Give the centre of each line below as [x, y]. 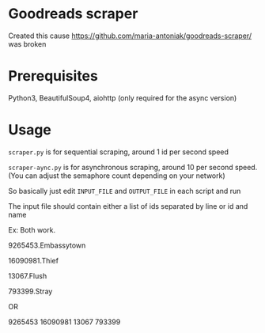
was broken [27, 44]
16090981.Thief [34, 260]
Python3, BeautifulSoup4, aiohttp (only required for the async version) [123, 98]
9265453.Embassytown [47, 245]
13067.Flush [28, 276]
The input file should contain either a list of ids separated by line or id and [128, 206]
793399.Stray [30, 291]
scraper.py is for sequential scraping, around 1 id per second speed [119, 152]
